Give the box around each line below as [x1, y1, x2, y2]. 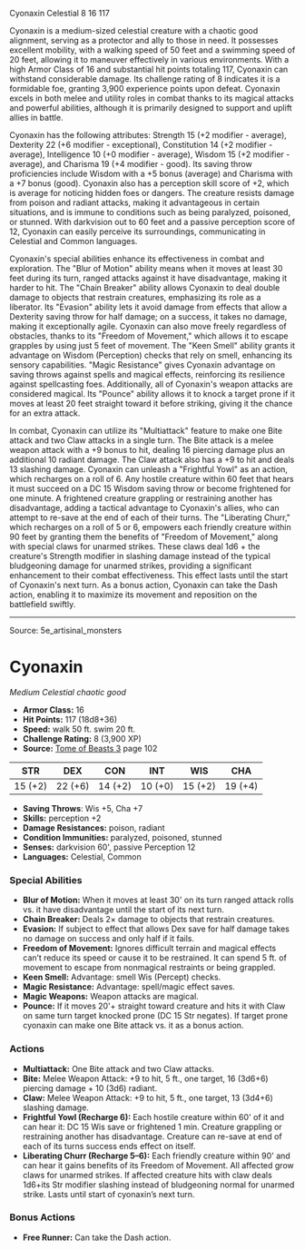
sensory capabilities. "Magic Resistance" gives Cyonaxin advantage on [9, 359, 275, 370]
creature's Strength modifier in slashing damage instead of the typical [9, 551, 271, 561]
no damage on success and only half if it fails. [22, 933, 195, 944]
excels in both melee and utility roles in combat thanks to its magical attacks [9, 93, 294, 103]
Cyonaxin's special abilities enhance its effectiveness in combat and [9, 253, 265, 264]
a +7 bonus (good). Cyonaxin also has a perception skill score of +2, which [9, 178, 290, 189]
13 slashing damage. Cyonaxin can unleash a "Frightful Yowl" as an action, [9, 464, 289, 475]
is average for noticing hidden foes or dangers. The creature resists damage [9, 188, 295, 198]
